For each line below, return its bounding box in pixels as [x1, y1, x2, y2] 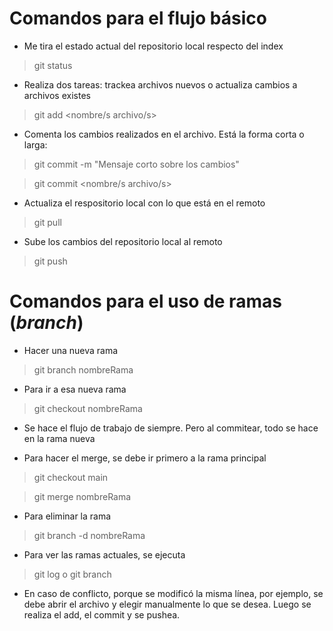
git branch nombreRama [33, 363, 134, 376]
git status [33, 59, 73, 71]
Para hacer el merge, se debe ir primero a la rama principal [23, 452, 267, 464]
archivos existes [23, 89, 91, 101]
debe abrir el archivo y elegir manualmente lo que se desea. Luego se [23, 598, 312, 610]
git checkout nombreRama [33, 402, 143, 414]
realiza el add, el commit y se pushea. [23, 608, 181, 621]
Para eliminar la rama [23, 510, 112, 522]
